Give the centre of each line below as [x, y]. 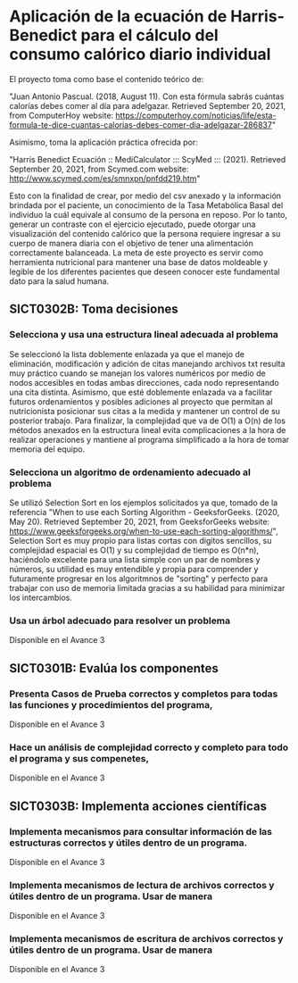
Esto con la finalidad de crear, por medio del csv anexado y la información [145, 196]
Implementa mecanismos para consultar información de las [141, 831]
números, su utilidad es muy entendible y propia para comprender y [134, 569]
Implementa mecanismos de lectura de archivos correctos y [142, 885]
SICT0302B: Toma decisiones [94, 309]
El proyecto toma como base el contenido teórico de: [107, 79]
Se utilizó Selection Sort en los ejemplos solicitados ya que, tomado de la [144, 503]
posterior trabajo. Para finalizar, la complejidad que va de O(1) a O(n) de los [147, 421]
